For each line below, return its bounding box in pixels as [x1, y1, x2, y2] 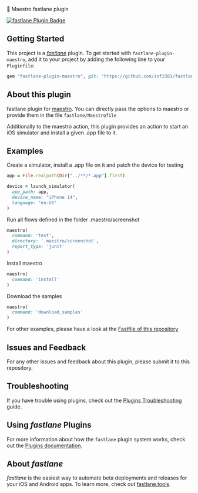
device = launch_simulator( [6, 184, 76, 190]
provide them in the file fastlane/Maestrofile [6, 112, 117, 119]
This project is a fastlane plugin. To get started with [6, 49, 132, 56]
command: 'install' [12, 276, 60, 282]
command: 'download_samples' [12, 309, 83, 315]
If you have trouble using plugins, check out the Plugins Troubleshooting [6, 397, 182, 404]
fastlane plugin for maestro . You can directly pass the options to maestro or [6, 105, 190, 112]
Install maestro [6, 259, 43, 266]
